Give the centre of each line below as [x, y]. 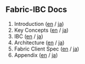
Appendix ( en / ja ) [36, 55]
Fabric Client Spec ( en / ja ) [47, 49]
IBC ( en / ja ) [29, 36]
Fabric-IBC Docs [36, 10]
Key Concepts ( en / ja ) [41, 30]
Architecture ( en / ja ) [39, 42]
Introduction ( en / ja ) [39, 23]
